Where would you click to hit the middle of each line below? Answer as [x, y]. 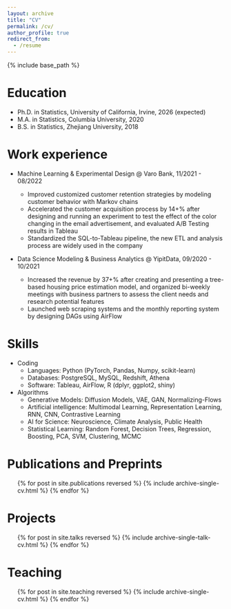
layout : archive [30, 13]
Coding [28, 363]
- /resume [27, 45]
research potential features [66, 301]
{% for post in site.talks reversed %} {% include [85, 537]
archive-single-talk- [182, 537]
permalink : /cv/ [30, 26]
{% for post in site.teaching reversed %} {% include [91, 591]
